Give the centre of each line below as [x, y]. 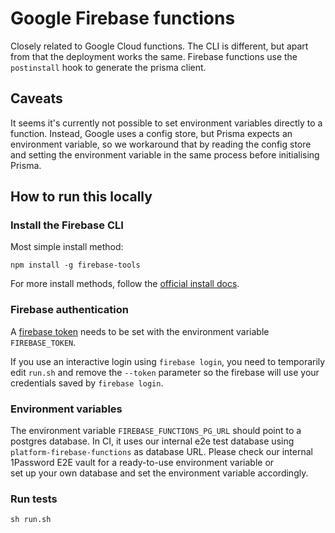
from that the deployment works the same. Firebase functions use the [154, 56]
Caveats [36, 98]
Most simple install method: [67, 247]
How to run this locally [81, 197]
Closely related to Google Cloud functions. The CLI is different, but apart [159, 46]
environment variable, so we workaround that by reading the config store [161, 144]
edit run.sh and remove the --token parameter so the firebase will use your [165, 372]
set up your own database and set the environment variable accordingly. [159, 473]
